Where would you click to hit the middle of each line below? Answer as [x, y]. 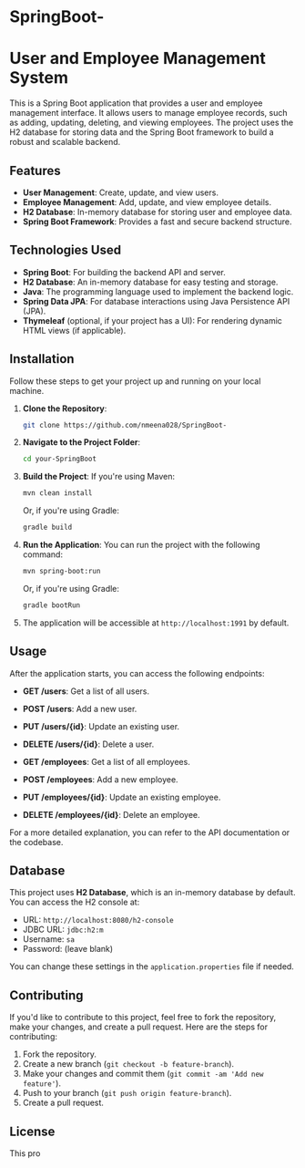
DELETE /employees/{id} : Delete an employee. [111, 814]
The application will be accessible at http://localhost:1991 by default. [156, 623]
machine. [27, 390]
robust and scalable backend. [65, 142]
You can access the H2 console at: [75, 902]
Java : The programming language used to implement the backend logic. [158, 291]
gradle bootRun [51, 605]
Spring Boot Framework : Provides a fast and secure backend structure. [157, 222]
